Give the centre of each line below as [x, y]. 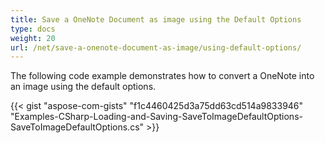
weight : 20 [33, 38]
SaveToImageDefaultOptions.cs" [77, 127]
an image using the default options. [83, 87]
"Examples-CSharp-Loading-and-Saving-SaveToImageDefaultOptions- [156, 117]
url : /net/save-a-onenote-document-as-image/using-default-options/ [156, 47]
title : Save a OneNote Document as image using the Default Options [156, 19]
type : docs [33, 29]
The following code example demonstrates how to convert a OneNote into [162, 76]
